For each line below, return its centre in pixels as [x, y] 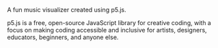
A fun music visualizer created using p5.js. [67, 10]
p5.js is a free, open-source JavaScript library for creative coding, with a [109, 23]
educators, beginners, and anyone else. [63, 37]
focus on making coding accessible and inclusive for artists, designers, [107, 30]
